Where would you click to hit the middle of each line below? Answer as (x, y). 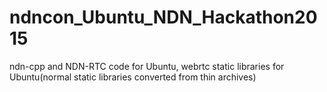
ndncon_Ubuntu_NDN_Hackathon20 (163, 17)
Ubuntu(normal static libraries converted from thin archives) (133, 77)
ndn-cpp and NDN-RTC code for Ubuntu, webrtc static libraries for (147, 66)
